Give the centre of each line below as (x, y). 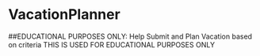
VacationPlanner (64, 15)
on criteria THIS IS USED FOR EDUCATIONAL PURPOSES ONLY (112, 44)
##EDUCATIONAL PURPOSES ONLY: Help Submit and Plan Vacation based (130, 36)
